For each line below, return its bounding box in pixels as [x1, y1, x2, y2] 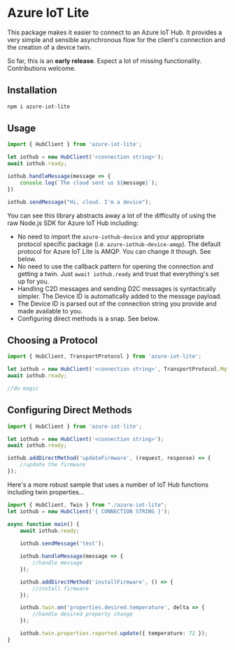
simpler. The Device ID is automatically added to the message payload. [17, 292, 222, 300]
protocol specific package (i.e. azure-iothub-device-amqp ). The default [17, 240, 222, 248]
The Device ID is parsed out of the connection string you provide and [17, 299, 217, 308]
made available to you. [17, 306, 83, 315]
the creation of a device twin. [7, 43, 92, 51]
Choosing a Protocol [7, 334, 98, 346]
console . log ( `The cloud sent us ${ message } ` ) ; [20, 179, 158, 187]
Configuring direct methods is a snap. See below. [17, 314, 159, 323]
